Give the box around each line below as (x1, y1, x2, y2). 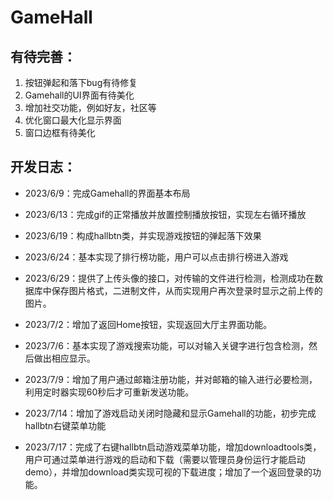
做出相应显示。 (33, 352, 96, 364)
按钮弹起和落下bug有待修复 (24, 77, 138, 88)
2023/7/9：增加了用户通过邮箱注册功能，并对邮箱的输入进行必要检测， (24, 373, 318, 385)
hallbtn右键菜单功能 (24, 419, 107, 431)
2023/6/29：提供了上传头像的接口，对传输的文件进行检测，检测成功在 (24, 272, 315, 284)
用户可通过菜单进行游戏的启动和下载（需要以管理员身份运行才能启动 (24, 453, 306, 465)
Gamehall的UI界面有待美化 (24, 89, 135, 101)
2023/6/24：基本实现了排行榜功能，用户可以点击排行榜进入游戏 (24, 251, 289, 263)
